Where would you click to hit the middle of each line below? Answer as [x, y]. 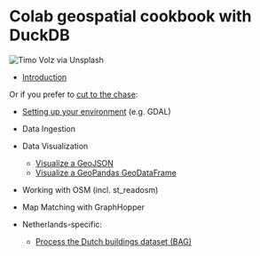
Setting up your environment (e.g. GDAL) [96, 111]
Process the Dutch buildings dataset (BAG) [114, 241]
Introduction [44, 76]
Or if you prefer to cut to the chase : [74, 94]
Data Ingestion [49, 128]
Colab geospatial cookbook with [130, 16]
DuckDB [40, 35]
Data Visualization [55, 146]
